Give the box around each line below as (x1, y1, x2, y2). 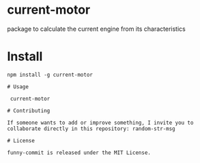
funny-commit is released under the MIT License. (7, 149, 152, 156)
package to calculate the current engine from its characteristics (7, 25, 186, 33)
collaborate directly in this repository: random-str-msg (7, 125, 175, 132)
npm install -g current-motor (7, 71, 94, 78)
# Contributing (7, 107, 51, 114)
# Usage (7, 83, 29, 90)
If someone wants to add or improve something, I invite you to (7, 119, 194, 126)
